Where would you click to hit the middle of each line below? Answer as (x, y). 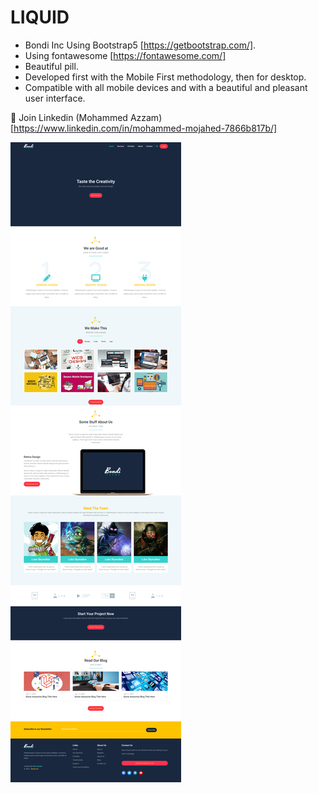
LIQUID (40, 17)
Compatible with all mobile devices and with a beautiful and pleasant (166, 87)
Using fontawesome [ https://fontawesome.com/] (125, 55)
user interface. (55, 98)
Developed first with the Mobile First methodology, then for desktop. (165, 77)
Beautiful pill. (51, 66)
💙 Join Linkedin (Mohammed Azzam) (86, 117)
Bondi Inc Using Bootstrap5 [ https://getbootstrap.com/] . (140, 45)
